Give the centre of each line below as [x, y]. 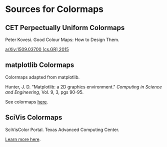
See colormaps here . [27, 101]
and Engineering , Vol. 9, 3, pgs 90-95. [44, 92]
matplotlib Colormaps [40, 65]
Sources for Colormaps [54, 9]
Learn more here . [23, 139]
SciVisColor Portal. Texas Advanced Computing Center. [62, 129]
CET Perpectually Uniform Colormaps [65, 28]
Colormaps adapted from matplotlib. [42, 77]
